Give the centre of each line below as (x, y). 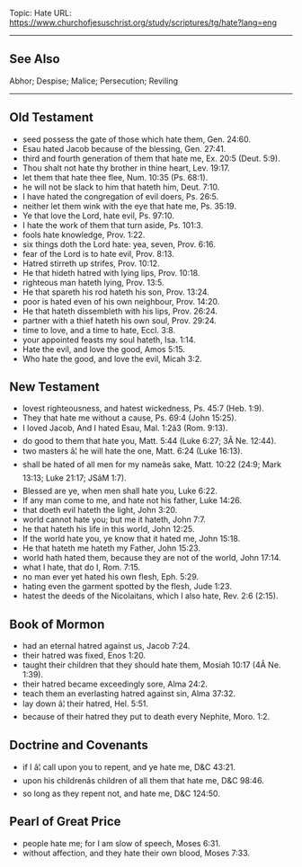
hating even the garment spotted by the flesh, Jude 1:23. (127, 587)
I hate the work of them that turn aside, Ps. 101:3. (113, 225)
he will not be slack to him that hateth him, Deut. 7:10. (121, 187)
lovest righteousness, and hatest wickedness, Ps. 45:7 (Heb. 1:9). (143, 409)
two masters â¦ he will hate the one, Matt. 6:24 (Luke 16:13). (133, 451)
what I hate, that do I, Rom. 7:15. (81, 567)
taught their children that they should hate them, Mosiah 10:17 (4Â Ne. (151, 665)
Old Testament (52, 117)
